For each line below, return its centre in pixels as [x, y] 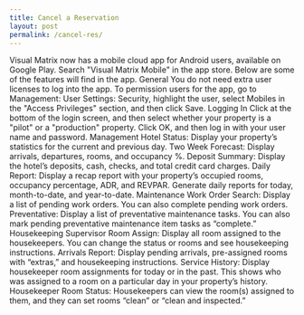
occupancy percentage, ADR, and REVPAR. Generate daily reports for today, [152, 186]
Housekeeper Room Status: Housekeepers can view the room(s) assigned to [152, 291]
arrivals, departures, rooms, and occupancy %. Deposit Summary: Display [147, 157]
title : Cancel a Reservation [64, 18]
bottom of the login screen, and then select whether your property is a [140, 118]
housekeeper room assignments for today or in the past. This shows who [146, 272]
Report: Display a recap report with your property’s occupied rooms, [137, 176]
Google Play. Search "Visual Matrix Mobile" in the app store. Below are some [152, 70]
